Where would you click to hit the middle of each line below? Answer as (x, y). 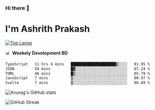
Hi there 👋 (18, 8)
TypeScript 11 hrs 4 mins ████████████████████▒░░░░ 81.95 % (78, 64)
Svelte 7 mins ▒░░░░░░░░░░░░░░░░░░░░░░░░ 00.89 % (78, 83)
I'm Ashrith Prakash (47, 29)
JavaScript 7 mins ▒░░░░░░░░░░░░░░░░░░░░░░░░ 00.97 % (78, 78)
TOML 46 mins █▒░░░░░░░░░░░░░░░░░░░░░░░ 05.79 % (78, 73)
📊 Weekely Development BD (37, 53)
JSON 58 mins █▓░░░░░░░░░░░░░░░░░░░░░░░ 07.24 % (78, 69)
